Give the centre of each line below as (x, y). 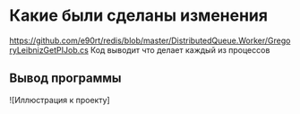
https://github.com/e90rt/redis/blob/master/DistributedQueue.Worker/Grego (150, 40)
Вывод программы (66, 79)
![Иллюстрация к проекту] (60, 100)
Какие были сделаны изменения (139, 16)
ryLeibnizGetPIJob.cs (49, 49)
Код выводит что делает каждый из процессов (180, 49)
